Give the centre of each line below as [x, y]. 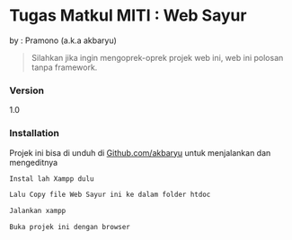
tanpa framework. [64, 67]
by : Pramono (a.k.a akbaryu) [63, 40]
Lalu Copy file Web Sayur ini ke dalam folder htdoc [110, 195]
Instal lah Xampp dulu [52, 179]
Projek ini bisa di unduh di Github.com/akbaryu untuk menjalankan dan [140, 152]
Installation [35, 133]
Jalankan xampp [38, 211]
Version [27, 90]
